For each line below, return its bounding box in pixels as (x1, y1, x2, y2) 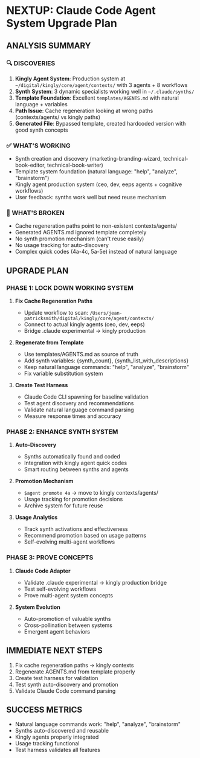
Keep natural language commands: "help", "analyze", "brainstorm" (24, 364, 189, 371)
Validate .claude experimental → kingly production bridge (24, 579, 167, 586)
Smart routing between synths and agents (24, 466, 129, 473)
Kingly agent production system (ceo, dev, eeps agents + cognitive (15, 181, 182, 188)
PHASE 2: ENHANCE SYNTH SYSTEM (6, 428, 118, 436)
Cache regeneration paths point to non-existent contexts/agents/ (15, 222, 177, 230)
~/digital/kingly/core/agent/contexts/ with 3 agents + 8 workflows (15, 81, 188, 88)
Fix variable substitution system (24, 370, 103, 377)
